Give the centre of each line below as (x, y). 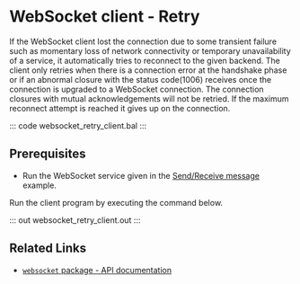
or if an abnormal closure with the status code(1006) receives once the (141, 79)
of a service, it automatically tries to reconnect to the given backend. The (145, 60)
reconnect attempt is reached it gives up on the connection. (120, 108)
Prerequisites (48, 154)
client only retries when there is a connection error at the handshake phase (148, 70)
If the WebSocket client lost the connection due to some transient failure (143, 41)
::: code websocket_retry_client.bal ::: (78, 125)
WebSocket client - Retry (105, 17)
